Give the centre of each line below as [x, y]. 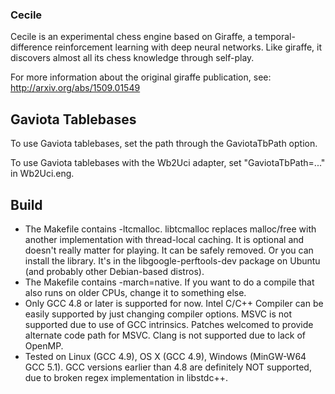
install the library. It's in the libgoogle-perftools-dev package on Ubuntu [172, 260]
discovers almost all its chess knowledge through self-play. [132, 58]
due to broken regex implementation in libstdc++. [126, 377]
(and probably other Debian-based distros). [114, 271]
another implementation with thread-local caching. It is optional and [164, 239]
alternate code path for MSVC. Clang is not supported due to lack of [165, 335]
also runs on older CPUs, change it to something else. [135, 292]
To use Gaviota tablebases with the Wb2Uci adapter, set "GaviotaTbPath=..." [168, 163]
